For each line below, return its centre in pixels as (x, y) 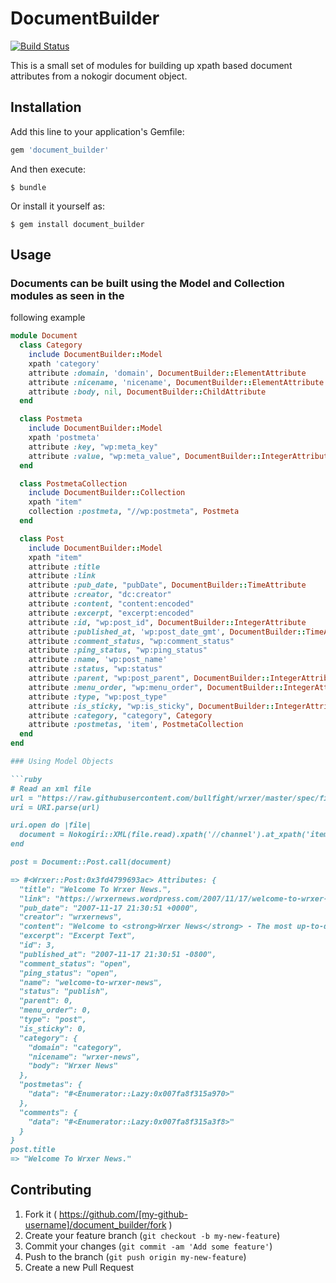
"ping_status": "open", (68, 973)
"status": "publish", (64, 992)
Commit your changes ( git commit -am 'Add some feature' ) (148, 1246)
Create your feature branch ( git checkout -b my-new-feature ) (152, 1235)
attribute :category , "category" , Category (120, 715)
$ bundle (28, 187)
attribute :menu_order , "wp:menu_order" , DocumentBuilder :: (156, 687)
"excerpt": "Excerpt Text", (78, 936)
